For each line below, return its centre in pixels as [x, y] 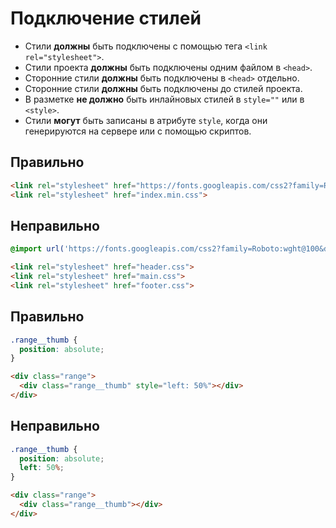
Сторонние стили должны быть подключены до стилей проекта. [163, 88]
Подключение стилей [106, 18]
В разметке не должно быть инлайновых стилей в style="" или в [164, 99]
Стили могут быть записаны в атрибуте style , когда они [146, 120]
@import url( [37, 249]
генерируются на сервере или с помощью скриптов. [138, 131]
